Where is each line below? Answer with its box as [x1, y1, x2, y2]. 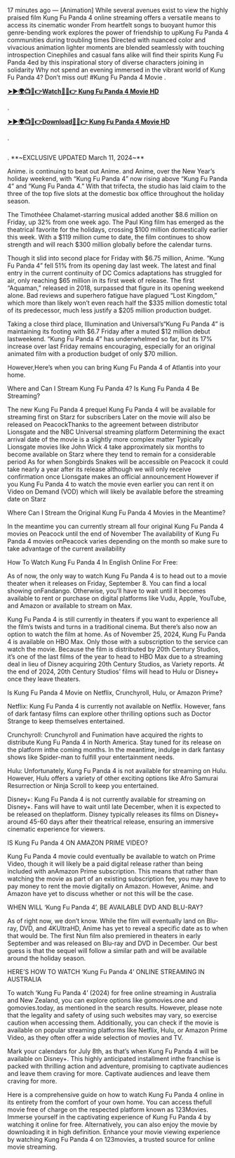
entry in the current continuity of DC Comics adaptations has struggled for [7, 269, 222, 277]
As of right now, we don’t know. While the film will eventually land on [7, 916, 206, 925]
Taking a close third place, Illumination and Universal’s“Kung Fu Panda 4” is [7, 320, 224, 328]
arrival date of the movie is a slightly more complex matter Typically [7, 435, 203, 443]
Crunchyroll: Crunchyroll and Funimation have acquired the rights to [7, 730, 203, 739]
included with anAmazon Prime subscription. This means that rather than [7, 867, 218, 875]
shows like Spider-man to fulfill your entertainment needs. [7, 753, 175, 761]
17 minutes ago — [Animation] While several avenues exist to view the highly [7, 6, 229, 14]
